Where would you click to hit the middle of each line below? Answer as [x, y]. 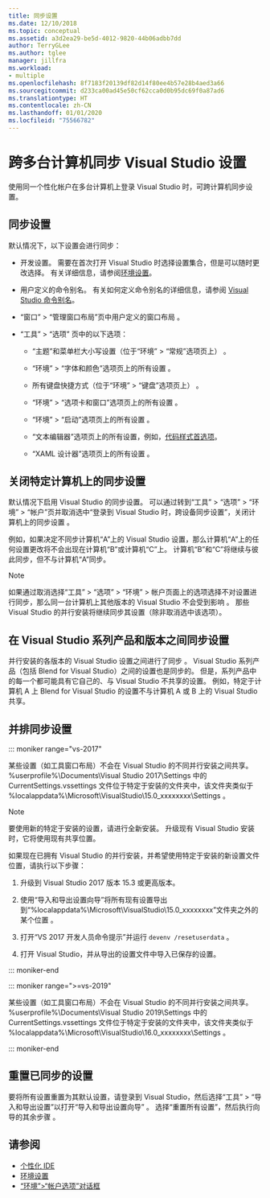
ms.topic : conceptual [45, 31]
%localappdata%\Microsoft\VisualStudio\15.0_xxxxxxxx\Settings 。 [119, 796]
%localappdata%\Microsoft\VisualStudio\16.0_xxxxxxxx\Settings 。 [119, 1033]
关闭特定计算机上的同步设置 [77, 482]
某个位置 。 [39, 920]
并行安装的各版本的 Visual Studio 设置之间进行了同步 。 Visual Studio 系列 [131, 661]
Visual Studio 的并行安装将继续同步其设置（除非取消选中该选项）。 [117, 612]
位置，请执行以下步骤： [47, 866]
